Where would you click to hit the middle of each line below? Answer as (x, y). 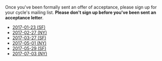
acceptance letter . (24, 18)
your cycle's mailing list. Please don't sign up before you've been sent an (81, 12)
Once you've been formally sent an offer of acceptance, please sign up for (81, 7)
